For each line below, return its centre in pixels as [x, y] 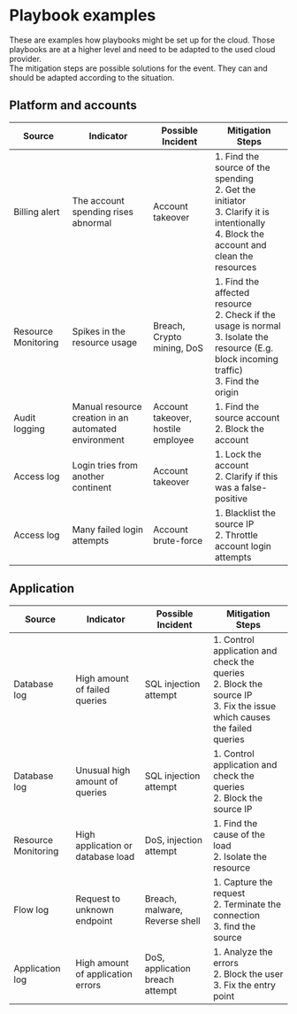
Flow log [31, 910]
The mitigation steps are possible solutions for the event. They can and [138, 68]
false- [255, 487]
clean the [234, 256]
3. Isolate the [242, 337]
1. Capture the [243, 882]
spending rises [103, 212]
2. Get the [236, 190]
